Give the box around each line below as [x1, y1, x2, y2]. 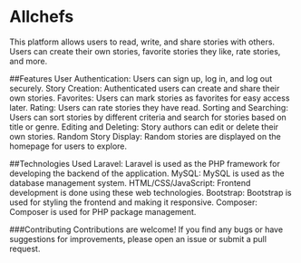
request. [9, 243, 41, 254]
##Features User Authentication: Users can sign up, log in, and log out [9, 73, 273, 83]
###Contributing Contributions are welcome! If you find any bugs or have [9, 224, 284, 235]
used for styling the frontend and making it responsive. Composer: [9, 197, 258, 208]
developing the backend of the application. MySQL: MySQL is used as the [9, 168, 286, 179]
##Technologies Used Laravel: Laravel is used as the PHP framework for [9, 158, 281, 169]
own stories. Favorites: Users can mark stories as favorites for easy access [9, 93, 290, 103]
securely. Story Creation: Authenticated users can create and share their [9, 83, 280, 93]
